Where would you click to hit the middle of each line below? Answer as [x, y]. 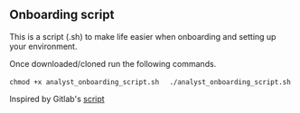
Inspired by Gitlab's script [57, 99]
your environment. [43, 46]
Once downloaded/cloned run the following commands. [113, 63]
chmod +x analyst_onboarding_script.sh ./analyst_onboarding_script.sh [150, 82]
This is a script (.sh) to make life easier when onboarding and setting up [143, 36]
